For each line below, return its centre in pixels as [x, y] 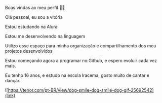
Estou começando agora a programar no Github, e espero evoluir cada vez [81, 61]
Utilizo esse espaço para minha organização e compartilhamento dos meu [81, 46]
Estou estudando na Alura [31, 27]
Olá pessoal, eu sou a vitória [34, 17]
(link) [10, 95]
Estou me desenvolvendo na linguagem [45, 36]
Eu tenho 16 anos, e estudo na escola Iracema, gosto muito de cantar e [77, 75]
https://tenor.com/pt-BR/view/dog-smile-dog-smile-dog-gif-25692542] [81, 90]
